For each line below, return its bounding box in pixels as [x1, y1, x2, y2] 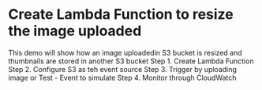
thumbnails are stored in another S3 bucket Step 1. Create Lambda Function [8, 56, 254, 66]
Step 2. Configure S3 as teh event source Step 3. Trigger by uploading [8, 64, 237, 74]
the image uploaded [8, 22, 142, 40]
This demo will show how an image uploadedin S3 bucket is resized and [8, 48, 242, 57]
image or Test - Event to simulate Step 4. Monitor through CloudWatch [8, 73, 237, 82]
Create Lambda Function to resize [8, 5, 234, 23]
